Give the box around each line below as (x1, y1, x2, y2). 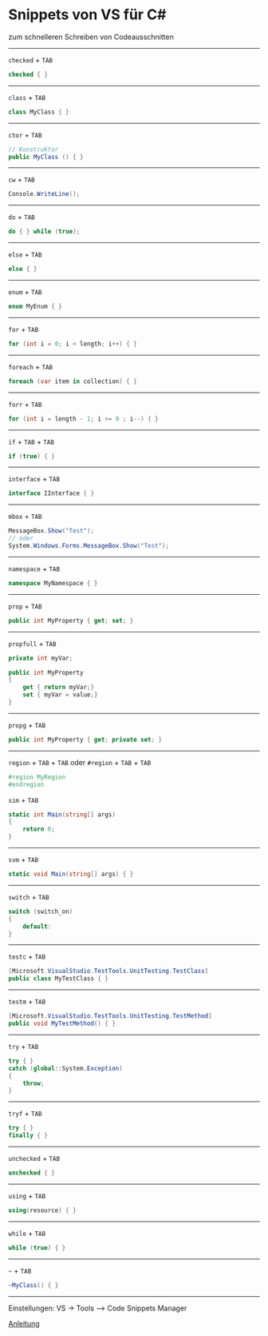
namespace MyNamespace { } (8, 579, 98, 587)
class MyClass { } (8, 108, 69, 116)
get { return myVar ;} (22, 684, 94, 692)
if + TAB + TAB (8, 437, 54, 446)
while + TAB (8, 1228, 46, 1238)
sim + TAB (8, 795, 39, 804)
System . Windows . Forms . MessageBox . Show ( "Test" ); (8, 542, 170, 550)
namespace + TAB (8, 564, 61, 573)
